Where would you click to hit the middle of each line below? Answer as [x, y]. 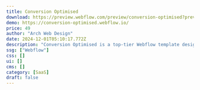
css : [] [16, 56]
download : [18, 17]
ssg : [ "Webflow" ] [28, 50]
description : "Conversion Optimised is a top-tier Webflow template [93, 45]
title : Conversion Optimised [42, 12]
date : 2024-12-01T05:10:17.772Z [46, 39]
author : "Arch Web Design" [40, 34]
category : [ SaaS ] [28, 72]
